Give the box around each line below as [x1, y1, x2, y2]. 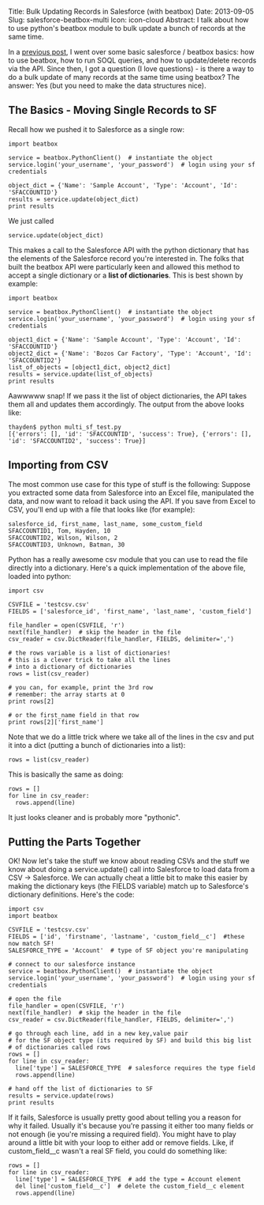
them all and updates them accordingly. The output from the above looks [8, 399, 244, 409]
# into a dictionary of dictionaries [8, 663, 132, 670]
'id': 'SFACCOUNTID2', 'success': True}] [8, 436, 147, 445]
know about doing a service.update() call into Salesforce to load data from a [8, 865, 255, 874]
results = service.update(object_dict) [8, 195, 139, 203]
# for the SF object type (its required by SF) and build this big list [8, 1037, 252, 1044]
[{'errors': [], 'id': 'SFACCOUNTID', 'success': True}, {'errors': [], [8, 430, 252, 438]
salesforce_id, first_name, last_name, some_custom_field [8, 519, 203, 528]
